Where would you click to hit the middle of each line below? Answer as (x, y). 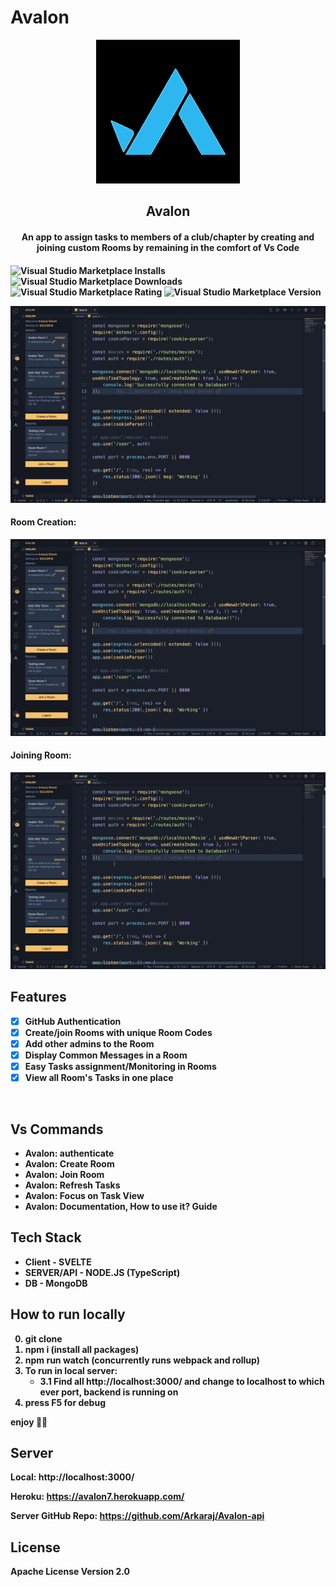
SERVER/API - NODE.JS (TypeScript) (102, 1272)
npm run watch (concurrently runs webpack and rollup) (142, 1360)
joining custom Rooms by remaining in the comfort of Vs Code (168, 247)
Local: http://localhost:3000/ (72, 1477)
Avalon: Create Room (69, 1163)
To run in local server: (71, 1370)
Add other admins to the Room (89, 1043)
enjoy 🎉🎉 (29, 1422)
